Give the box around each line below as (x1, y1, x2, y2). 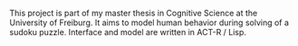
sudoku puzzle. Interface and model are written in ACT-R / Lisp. (9, 27, 247, 37)
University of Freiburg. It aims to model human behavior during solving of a (9, 17, 290, 28)
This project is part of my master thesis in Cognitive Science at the (9, 8, 258, 18)
